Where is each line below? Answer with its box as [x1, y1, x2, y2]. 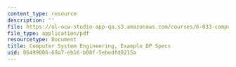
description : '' [7, 17, 55, 24]
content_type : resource [7, 10, 77, 17]
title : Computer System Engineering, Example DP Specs [7, 43, 171, 50]
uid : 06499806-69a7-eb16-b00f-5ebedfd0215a [7, 50, 137, 57]
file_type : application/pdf [7, 29, 90, 37]
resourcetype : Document [7, 36, 77, 43]
